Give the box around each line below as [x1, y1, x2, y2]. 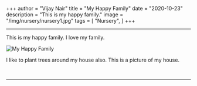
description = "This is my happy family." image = [6, 11, 124, 18]
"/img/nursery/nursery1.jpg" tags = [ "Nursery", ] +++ [6, 17, 135, 24]
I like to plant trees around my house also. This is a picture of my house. [6, 56, 180, 63]
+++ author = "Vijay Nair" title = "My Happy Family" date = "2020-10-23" [6, 5, 184, 12]
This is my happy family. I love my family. [6, 34, 105, 41]
